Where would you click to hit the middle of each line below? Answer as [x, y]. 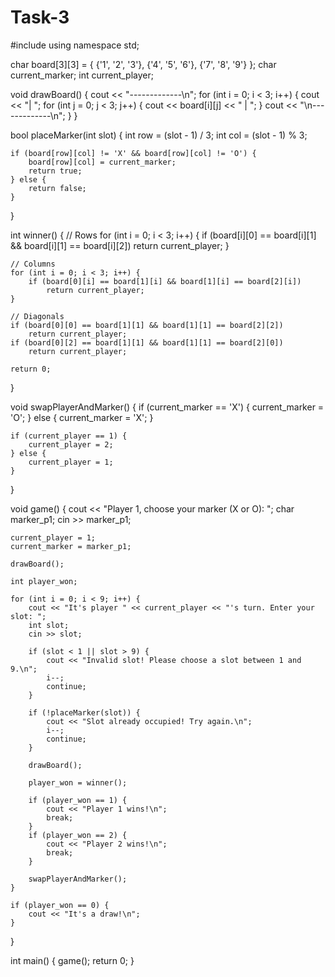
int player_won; [44, 581]
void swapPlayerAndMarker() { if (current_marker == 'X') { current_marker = [167, 407]
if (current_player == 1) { [69, 436]
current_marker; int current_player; [82, 75]
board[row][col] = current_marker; [102, 162]
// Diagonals [37, 316]
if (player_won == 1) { [78, 800]
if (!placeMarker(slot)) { [84, 712]
